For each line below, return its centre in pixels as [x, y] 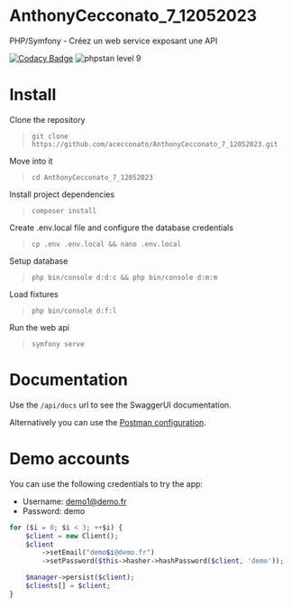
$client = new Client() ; [72, 536]
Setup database [39, 261]
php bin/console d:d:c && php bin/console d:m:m [124, 277]
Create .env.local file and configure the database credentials [122, 228]
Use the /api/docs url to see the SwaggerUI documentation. [120, 405]
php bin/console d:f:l [74, 311]
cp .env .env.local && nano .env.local [106, 244]
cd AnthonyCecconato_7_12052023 [92, 177]
